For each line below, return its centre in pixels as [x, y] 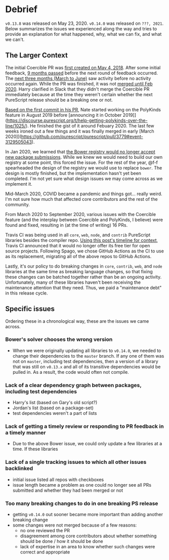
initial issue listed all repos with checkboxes [58, 480]
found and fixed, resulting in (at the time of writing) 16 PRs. [67, 225]
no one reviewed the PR [45, 531]
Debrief [22, 9]
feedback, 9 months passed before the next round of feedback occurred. [82, 73]
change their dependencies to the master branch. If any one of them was [88, 356]
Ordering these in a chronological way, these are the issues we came [77, 321]
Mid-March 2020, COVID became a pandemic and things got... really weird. [84, 194]
